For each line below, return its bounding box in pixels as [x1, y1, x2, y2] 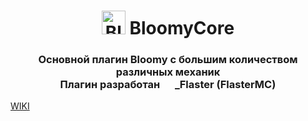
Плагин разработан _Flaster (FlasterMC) [59, 78, 277, 92]
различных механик [115, 65, 221, 79]
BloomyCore [129, 17, 235, 40]
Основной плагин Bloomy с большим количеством [38, 53, 298, 67]
